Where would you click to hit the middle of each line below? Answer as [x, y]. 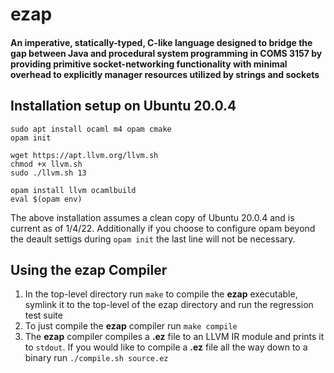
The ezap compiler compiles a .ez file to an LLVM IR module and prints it [174, 337]
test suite [43, 315]
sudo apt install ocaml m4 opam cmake [91, 129]
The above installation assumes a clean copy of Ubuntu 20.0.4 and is [152, 217]
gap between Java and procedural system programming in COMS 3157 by [166, 53]
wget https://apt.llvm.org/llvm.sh [84, 155]
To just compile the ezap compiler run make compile [131, 326]
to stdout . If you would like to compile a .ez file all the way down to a [166, 347]
